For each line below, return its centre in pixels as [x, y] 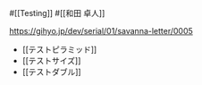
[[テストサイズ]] [51, 60]
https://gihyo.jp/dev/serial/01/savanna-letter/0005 [101, 31]
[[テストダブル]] [52, 72]
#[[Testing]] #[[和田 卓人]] [57, 13]
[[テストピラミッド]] [59, 49]
